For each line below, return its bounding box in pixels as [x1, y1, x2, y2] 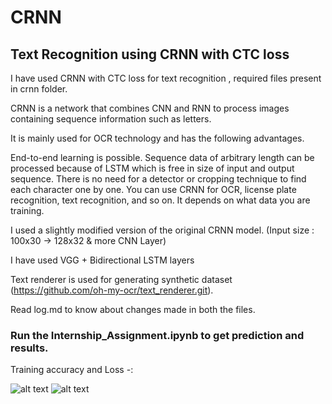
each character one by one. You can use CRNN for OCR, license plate [10, 184, 297, 195]
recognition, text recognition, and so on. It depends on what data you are [10, 194, 311, 206]
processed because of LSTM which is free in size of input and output [10, 162, 295, 174]
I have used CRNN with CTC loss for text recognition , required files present [10, 72, 322, 84]
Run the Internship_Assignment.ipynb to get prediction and [10, 328, 305, 342]
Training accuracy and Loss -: [10, 364, 134, 376]
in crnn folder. [10, 83, 68, 95]
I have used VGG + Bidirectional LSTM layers [10, 254, 195, 266]
